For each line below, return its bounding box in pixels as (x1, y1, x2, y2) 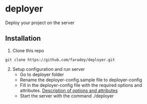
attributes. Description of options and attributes (19, 87, 118, 93)
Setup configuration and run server (12, 66, 85, 72)
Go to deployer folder (19, 71, 64, 77)
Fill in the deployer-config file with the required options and (19, 82, 142, 88)
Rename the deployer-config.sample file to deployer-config (19, 76, 142, 83)
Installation (5, 34, 41, 43)
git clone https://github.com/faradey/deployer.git (5, 57, 115, 62)
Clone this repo (12, 47, 44, 53)
